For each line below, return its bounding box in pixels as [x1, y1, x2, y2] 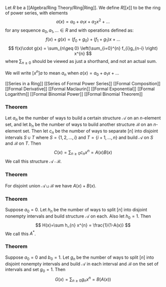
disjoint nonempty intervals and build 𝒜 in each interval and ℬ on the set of [5, 261, 159, 267]
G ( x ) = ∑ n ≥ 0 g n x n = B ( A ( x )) [55, 276, 111, 284]
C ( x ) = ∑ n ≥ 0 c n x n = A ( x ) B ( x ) [53, 148, 113, 156]
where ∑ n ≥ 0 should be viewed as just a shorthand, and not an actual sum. [5, 58, 157, 65]
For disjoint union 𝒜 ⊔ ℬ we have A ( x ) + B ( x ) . [5, 182, 96, 188]
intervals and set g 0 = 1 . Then [5, 267, 66, 274]
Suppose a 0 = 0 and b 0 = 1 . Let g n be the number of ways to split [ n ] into [5, 254, 154, 261]
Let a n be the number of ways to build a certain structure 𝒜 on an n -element [5, 115, 161, 122]
